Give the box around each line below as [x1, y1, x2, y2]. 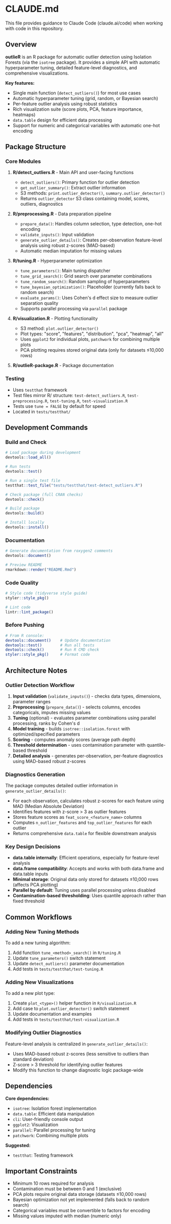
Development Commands [5, 423, 88, 432]
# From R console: [5, 633, 44, 638]
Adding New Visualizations [5, 978, 74, 986]
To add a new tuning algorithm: [5, 940, 71, 946]
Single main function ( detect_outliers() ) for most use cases [12, 90, 141, 96]
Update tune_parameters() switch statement [12, 955, 106, 961]
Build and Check [5, 438, 47, 446]
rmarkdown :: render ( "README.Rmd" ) [5, 567, 77, 572]
